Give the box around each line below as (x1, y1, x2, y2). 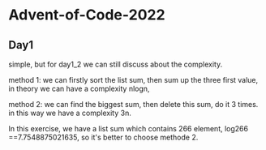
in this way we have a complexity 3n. (8, 108, 131, 118)
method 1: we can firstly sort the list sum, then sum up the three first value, (8, 75, 259, 84)
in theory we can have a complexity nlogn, (8, 84, 150, 93)
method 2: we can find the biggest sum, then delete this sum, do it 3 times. (8, 100, 259, 109)
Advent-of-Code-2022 (8, 6, 165, 24)
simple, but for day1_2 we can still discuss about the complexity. (8, 59, 223, 69)
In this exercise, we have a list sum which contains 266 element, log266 (8, 124, 249, 133)
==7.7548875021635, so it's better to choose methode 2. (8, 132, 199, 142)
